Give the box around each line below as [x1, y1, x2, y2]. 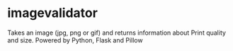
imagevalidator [7, 5, 98, 21]
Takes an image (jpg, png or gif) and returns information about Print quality [7, 28, 227, 37]
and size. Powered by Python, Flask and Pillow [7, 35, 143, 44]
